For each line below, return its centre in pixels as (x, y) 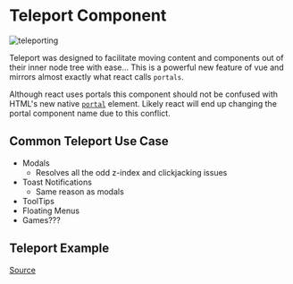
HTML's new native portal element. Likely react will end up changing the (143, 103)
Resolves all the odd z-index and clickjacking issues (131, 172)
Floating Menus (51, 211)
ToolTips (38, 201)
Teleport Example (59, 249)
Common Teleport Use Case (89, 141)
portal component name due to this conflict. (90, 113)
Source (22, 270)
